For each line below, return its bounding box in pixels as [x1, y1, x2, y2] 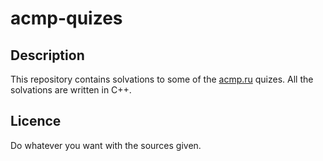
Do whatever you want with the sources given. [10, 139, 202, 151]
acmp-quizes [10, 7, 123, 30]
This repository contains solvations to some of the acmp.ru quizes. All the [10, 73, 314, 85]
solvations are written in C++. [10, 84, 132, 96]
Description [10, 47, 85, 64]
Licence [10, 113, 62, 130]
